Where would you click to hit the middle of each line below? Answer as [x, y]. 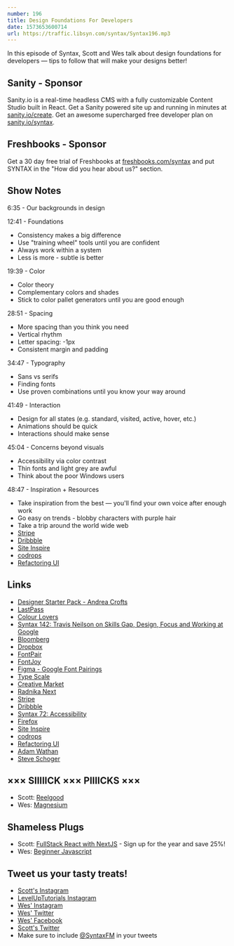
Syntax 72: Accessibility [52, 713]
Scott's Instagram [43, 890]
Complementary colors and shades [68, 292]
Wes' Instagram [40, 905]
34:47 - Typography [36, 363]
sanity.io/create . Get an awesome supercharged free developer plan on [110, 115]
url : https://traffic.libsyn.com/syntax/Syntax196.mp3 [89, 33]
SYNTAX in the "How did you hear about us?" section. [85, 169]
